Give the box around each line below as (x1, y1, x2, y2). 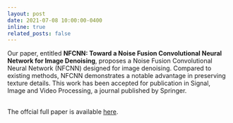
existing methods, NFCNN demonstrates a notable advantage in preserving (7, 72, 226, 80)
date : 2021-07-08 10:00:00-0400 (7, 17, 102, 24)
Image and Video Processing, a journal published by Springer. (7, 86, 187, 95)
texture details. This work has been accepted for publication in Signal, (7, 79, 210, 88)
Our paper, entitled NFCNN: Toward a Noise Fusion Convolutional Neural (7, 49, 222, 58)
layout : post (7, 10, 46, 18)
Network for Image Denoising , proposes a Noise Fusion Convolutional (7, 57, 213, 65)
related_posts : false (7, 30, 71, 37)
